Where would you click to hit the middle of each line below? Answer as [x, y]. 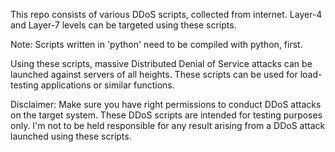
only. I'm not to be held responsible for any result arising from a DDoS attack [168, 125]
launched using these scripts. [71, 136]
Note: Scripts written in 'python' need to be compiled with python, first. [156, 44]
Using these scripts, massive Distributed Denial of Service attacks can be [161, 63]
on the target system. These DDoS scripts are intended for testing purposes [166, 115]
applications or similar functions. [107, 85]
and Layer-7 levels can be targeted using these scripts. [123, 25]
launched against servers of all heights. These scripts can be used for [154, 74]
